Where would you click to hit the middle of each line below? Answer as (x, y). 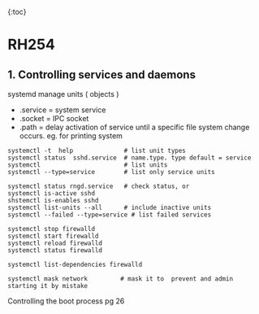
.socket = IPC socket (54, 118)
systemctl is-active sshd (51, 194)
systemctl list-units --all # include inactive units (110, 207)
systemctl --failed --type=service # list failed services (110, 215)
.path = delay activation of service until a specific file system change (134, 127)
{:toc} (17, 12)
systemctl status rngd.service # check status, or (99, 186)
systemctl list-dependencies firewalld (75, 264)
